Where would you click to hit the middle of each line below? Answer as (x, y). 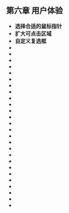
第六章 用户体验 (34, 11)
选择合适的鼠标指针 (38, 26)
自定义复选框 (30, 41)
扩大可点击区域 (33, 33)
